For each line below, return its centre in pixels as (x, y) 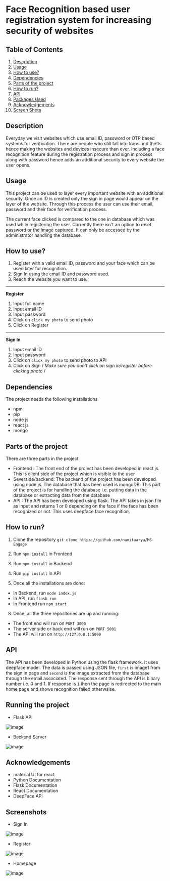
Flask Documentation (35, 785)
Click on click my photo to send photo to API (60, 360)
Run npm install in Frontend (43, 554)
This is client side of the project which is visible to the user (74, 474)
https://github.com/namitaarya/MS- (117, 540)
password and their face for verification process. (56, 209)
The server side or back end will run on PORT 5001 (65, 628)
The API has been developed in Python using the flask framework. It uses (82, 662)
